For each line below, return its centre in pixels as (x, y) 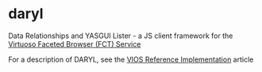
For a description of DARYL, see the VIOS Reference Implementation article (131, 59)
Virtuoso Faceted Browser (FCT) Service (75, 44)
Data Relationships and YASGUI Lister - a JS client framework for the (121, 36)
